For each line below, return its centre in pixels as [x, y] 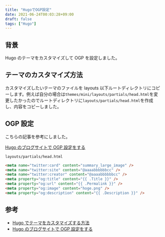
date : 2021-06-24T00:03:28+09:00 [40, 14]
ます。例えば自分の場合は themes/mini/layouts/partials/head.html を [84, 94]
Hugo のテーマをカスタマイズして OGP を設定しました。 [62, 58]
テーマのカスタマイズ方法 [44, 75]
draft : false [19, 19]
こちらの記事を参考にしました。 [38, 137]
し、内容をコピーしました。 [33, 106]
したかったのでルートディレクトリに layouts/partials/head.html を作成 [81, 100]
